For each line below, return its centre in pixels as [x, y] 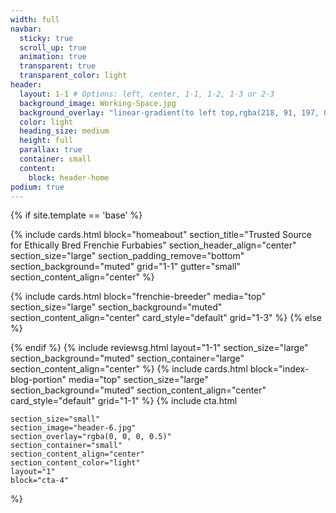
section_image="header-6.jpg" [73, 428]
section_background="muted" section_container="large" [127, 358]
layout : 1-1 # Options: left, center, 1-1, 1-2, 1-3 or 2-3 [147, 94]
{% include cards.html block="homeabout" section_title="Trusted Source [161, 235]
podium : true [37, 187]
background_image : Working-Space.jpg [98, 103]
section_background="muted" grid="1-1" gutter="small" [126, 267]
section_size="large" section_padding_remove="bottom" [127, 256]
